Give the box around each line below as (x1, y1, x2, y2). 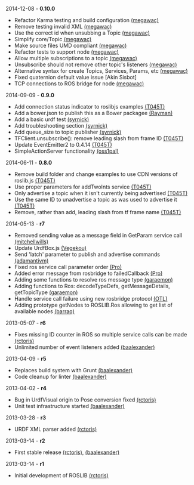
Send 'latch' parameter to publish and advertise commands (14, 251, 161, 258)
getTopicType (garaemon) (14, 289, 78, 296)
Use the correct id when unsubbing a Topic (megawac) (14, 29, 150, 36)
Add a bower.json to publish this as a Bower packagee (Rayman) (14, 110, 173, 116)
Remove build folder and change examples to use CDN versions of (14, 171, 178, 178)
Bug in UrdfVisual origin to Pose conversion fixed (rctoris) (14, 396, 156, 403)
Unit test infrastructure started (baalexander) (14, 403, 125, 409)
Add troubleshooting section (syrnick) (14, 122, 108, 129)
